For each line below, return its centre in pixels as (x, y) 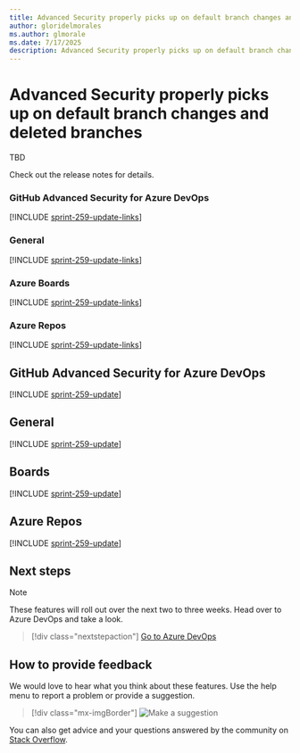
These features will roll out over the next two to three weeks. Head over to (146, 610)
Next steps (40, 571)
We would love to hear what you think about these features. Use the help (143, 686)
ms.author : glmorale (48, 34)
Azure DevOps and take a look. (66, 619)
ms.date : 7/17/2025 (46, 42)
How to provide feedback (81, 664)
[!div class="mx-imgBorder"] (84, 713)
